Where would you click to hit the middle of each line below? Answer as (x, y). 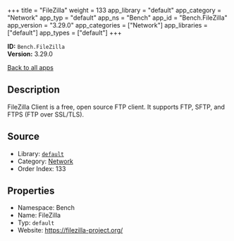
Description (33, 90)
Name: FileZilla (39, 216)
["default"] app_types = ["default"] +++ (64, 33)
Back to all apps (31, 67)
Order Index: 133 (42, 168)
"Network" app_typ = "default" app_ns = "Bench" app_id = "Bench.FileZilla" (117, 18)
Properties (31, 191)
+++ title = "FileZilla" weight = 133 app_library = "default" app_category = (115, 10)
